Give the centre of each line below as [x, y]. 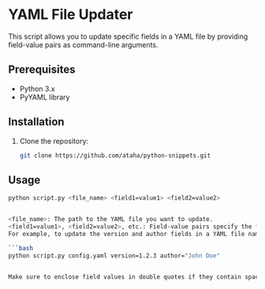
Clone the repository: [54, 141]
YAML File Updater [71, 15]
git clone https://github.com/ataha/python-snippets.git [115, 156]
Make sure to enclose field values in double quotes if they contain [125, 277]
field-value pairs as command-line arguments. [83, 44]
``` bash [21, 248]
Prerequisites [42, 70]
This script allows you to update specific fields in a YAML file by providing [128, 36]
